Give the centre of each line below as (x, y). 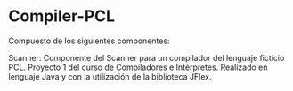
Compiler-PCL (62, 16)
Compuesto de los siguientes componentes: (89, 41)
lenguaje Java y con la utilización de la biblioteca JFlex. (110, 76)
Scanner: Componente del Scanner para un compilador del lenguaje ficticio (146, 57)
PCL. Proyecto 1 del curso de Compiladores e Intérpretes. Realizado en (138, 67)
